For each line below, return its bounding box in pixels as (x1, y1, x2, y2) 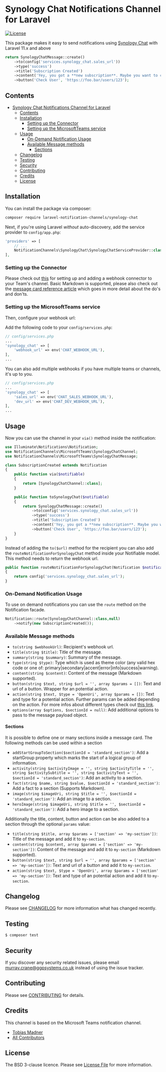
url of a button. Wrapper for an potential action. (12, 686, 109, 692)
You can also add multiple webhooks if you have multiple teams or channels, (5, 366, 161, 372)
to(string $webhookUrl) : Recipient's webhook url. (12, 644, 114, 650)
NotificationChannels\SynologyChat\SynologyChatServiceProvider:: (14, 248, 154, 253)
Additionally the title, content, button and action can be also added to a (5, 815, 150, 821)
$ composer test (5, 933, 39, 938)
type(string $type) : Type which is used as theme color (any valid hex (12, 660, 156, 666)
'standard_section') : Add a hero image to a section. (12, 806, 120, 812)
